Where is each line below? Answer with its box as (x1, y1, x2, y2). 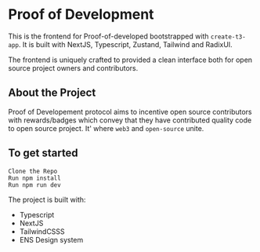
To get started (8, 147, 78, 160)
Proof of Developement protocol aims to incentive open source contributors (8, 107, 252, 116)
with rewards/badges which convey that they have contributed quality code (8, 115, 252, 125)
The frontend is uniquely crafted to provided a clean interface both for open (8, 55, 253, 64)
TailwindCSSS (19, 226, 65, 236)
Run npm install (8, 174, 61, 182)
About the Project (8, 86, 96, 100)
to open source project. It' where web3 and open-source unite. (8, 123, 204, 133)
